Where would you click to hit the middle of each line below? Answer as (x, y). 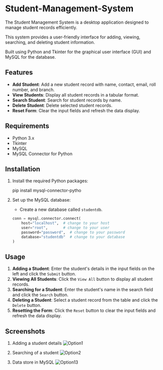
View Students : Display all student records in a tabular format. (76, 95)
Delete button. (27, 305)
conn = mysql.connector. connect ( (47, 219)
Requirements (27, 126)
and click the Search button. (40, 295)
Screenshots (25, 331)
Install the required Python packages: (50, 181)
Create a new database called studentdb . (61, 209)
